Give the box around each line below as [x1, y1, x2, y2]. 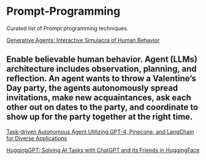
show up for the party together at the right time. [6, 112, 193, 122]
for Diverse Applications [6, 134, 67, 142]
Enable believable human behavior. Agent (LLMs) [6, 54, 198, 65]
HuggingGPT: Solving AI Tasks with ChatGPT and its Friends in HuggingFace [6, 146, 200, 154]
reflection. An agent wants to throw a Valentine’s [6, 74, 196, 84]
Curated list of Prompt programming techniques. [6, 25, 129, 32]
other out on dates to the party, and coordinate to [6, 102, 199, 113]
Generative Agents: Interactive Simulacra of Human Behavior [6, 36, 160, 44]
